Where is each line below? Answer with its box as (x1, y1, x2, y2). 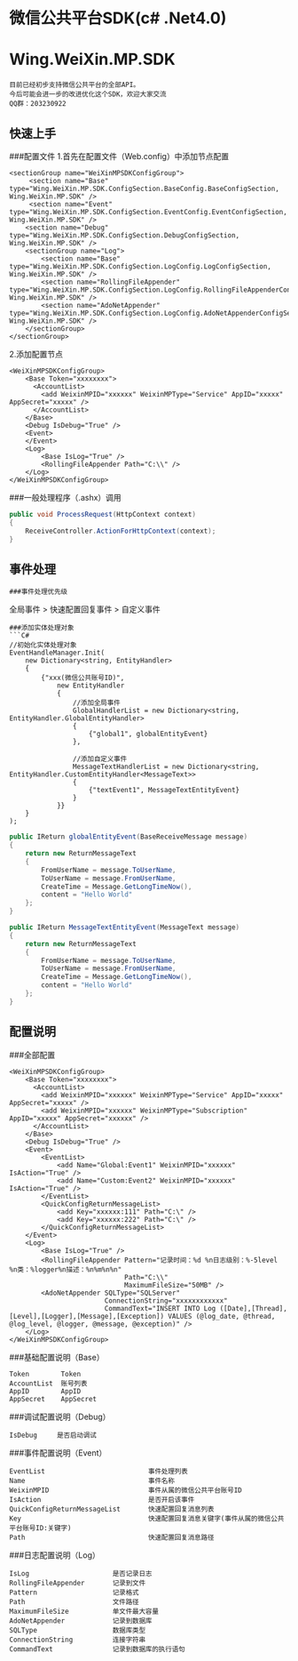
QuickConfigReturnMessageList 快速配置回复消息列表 (9, 1505, 215, 1513)
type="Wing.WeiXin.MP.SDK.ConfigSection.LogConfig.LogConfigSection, (9, 261, 272, 271)
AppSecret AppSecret (9, 1394, 98, 1403)
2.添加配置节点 (9, 349, 64, 359)
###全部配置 (9, 1049, 56, 1060)
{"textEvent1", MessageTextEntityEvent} (88, 786, 240, 795)
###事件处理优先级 (9, 588, 68, 597)
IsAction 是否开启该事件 (9, 1495, 195, 1504)
